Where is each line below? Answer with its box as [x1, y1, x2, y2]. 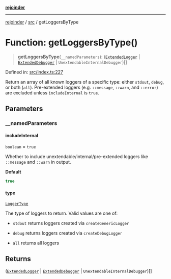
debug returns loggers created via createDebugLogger [12, 230, 123, 236]
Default [5, 169, 21, 175]
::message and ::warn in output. [5, 159, 71, 165]
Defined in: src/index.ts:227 [5, 69, 64, 75]
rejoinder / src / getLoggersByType [5, 19, 79, 25]
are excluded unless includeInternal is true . [5, 89, 99, 96]
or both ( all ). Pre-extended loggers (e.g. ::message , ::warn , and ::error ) [5, 84, 159, 90]
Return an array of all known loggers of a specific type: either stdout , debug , [5, 79, 164, 85]
